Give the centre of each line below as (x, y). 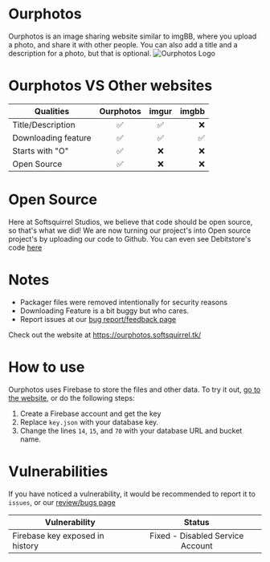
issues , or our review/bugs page (62, 502)
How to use (47, 367)
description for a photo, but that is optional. (80, 53)
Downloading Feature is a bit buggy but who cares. (104, 311)
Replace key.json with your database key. (89, 421)
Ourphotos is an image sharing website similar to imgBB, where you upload (133, 36)
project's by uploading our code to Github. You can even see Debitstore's (130, 238)
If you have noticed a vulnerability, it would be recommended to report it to (132, 494)
